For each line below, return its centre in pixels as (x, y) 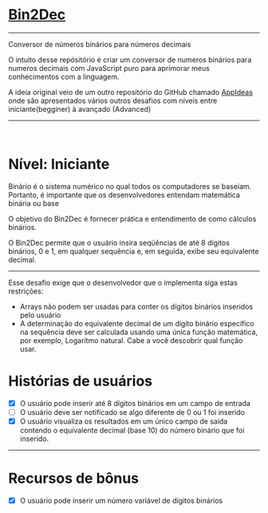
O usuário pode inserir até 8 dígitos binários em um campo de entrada (135, 403)
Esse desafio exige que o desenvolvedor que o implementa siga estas (123, 282)
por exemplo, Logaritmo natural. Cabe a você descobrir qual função (131, 340)
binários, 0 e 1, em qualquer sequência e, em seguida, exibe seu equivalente (134, 251)
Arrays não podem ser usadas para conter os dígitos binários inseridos (136, 306)
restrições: (26, 291)
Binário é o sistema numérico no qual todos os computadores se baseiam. (130, 186)
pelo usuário (40, 315)
